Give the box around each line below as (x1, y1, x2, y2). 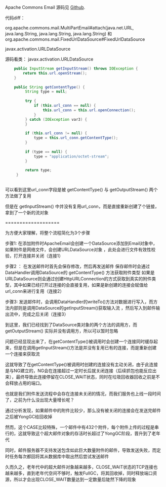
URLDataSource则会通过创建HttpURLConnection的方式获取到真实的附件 (5, 275, 152, 282)
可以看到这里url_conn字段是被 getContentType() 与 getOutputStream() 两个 (5, 186, 158, 192)
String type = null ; (25, 89, 68, 94)
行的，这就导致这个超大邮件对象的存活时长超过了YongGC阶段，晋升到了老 (5, 430, 157, 436)
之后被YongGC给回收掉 (5, 413, 53, 419)
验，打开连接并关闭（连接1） (5, 252, 63, 258)
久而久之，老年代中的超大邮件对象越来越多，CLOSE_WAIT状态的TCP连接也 (5, 464, 158, 470)
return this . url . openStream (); (23, 71, 87, 76)
